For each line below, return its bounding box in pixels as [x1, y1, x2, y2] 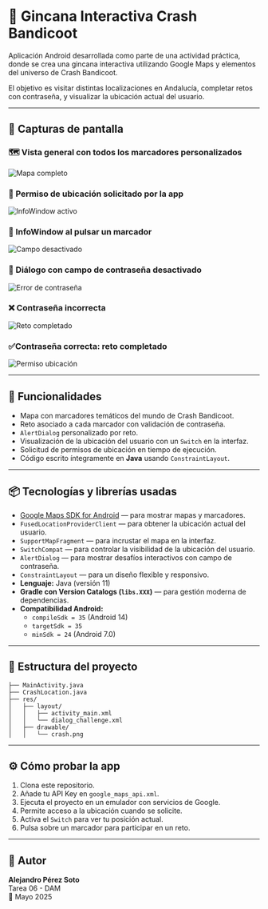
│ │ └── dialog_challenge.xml [8, 716, 124, 724]
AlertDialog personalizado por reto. [19, 427, 138, 437]
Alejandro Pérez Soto [8, 875, 80, 885]
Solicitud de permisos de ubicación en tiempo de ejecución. [19, 444, 217, 454]
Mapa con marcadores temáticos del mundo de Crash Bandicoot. [19, 410, 235, 420]
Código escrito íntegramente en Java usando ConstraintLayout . [19, 453, 230, 463]
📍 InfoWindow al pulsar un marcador [8, 226, 152, 237]
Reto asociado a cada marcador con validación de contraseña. [19, 419, 226, 429]
